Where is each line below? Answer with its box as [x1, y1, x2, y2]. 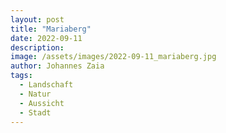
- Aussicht [19, 98, 65, 108]
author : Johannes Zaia [10, 61, 105, 71]
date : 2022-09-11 [10, 33, 83, 43]
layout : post [10, 14, 65, 25]
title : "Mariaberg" [10, 24, 92, 34]
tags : [10, 71, 33, 81]
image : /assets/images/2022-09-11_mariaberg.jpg [10, 52, 217, 62]
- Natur [19, 89, 52, 99]
